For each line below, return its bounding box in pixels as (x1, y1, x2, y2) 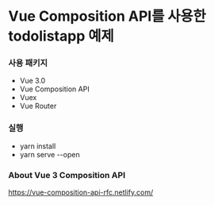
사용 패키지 (8, 57, 48, 68)
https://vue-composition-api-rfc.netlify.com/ (8, 188, 154, 197)
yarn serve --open (19, 149, 81, 159)
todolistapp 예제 (8, 27, 114, 45)
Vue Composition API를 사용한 (8, 7, 206, 25)
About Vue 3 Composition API (8, 169, 125, 180)
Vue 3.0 (19, 76, 46, 86)
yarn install (19, 141, 56, 151)
